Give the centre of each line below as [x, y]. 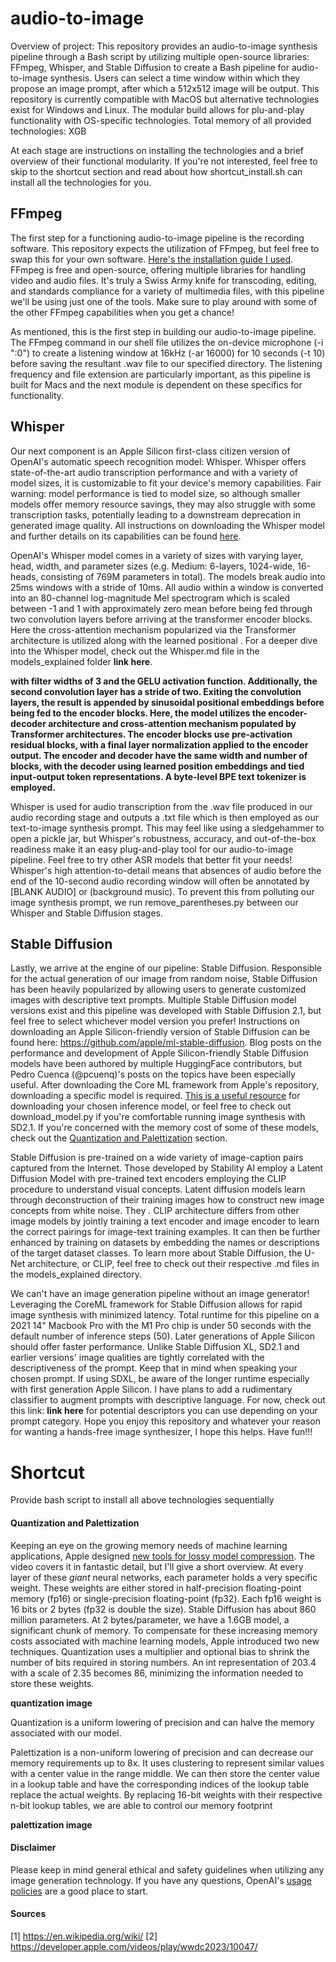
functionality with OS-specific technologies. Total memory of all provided [161, 120]
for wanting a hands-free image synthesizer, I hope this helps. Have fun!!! [161, 1432]
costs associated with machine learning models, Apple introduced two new [165, 1641]
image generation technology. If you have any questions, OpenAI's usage [161, 1880]
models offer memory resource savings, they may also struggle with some [163, 504]
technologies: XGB [48, 131]
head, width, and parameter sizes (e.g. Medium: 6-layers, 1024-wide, [153, 566]
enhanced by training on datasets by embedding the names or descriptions [165, 1243]
